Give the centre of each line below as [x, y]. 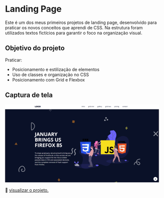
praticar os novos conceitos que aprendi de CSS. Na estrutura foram [74, 27]
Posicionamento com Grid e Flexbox [49, 79]
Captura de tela [29, 95]
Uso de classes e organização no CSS [51, 75]
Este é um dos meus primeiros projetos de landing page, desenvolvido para [81, 22]
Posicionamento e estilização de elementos [56, 69]
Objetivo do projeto [35, 48]
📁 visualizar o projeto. [27, 190]
